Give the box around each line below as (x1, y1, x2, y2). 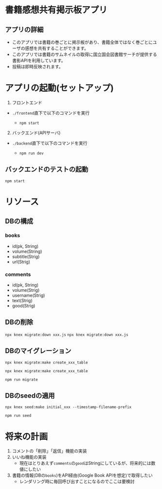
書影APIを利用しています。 (12, 58, 66, 63)
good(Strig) (12, 303, 36, 308)
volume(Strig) (12, 287, 40, 293)
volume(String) (12, 248, 42, 254)
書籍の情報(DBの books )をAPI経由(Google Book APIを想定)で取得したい (12, 472, 153, 478)
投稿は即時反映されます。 (12, 64, 63, 69)
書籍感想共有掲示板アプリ (5, 4, 108, 16)
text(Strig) (12, 297, 33, 303)
